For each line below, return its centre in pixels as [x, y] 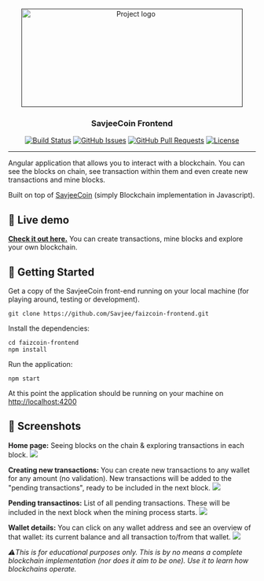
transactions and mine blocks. [57, 180]
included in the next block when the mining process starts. [103, 512]
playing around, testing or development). [74, 299]
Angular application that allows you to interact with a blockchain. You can [126, 163]
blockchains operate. [42, 568]
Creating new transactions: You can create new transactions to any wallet [129, 470]
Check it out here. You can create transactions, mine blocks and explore [126, 239]
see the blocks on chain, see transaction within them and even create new [128, 172]
